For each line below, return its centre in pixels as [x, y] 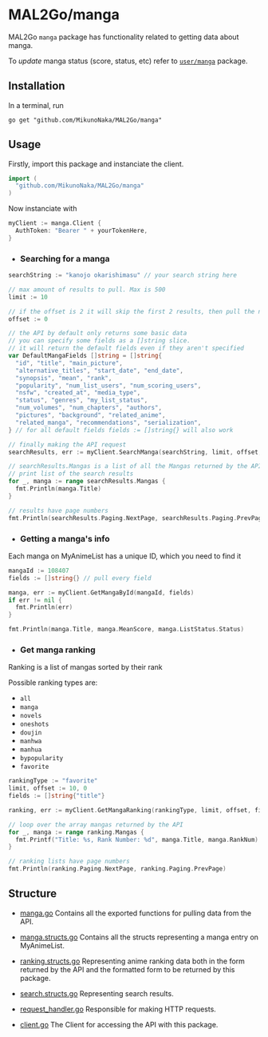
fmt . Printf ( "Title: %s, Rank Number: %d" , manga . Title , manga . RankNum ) [137, 839]
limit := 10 [28, 297]
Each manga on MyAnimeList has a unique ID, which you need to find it [125, 556]
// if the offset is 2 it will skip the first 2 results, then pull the [132, 311]
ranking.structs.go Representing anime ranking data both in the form [132, 961]
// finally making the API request [67, 444]
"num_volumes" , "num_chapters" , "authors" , [89, 408]
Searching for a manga [65, 258]
